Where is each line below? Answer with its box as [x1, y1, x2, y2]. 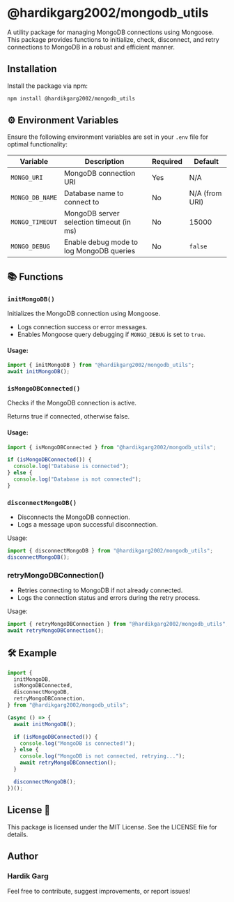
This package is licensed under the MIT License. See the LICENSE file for [7, 822, 217, 831]
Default [194, 157, 219, 167]
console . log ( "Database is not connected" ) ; [13, 476, 141, 483]
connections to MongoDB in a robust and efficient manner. [7, 43, 175, 51]
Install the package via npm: [7, 82, 88, 90]
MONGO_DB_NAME [10, 194, 58, 202]
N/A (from [189, 188, 222, 198]
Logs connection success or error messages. [17, 323, 148, 331]
